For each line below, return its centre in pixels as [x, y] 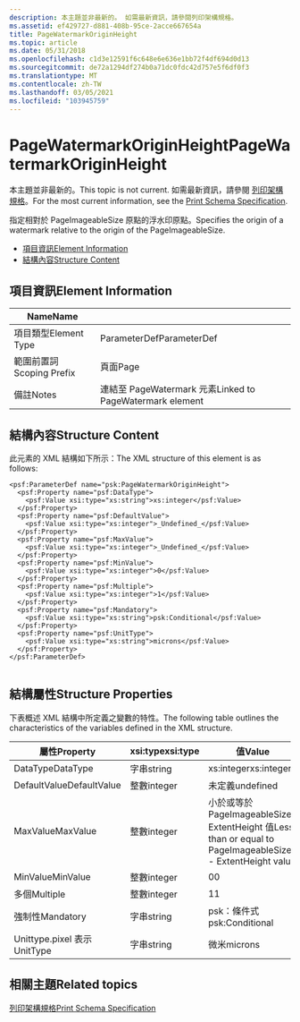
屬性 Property [67, 751]
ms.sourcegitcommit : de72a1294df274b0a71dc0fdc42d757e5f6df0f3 [129, 68]
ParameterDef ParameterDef [158, 338]
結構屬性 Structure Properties [91, 694]
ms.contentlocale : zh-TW [55, 84]
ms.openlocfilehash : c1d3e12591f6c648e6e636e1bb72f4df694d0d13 [129, 59]
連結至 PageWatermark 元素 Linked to [178, 389]
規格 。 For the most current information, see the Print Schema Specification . [149, 201]
